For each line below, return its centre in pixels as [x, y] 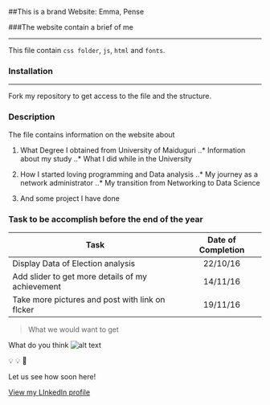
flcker [23, 309]
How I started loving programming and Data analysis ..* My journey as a [139, 174]
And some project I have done [70, 198]
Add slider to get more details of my [80, 276]
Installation [31, 71]
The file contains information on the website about [92, 134]
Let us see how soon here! [52, 376]
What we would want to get [73, 329]
